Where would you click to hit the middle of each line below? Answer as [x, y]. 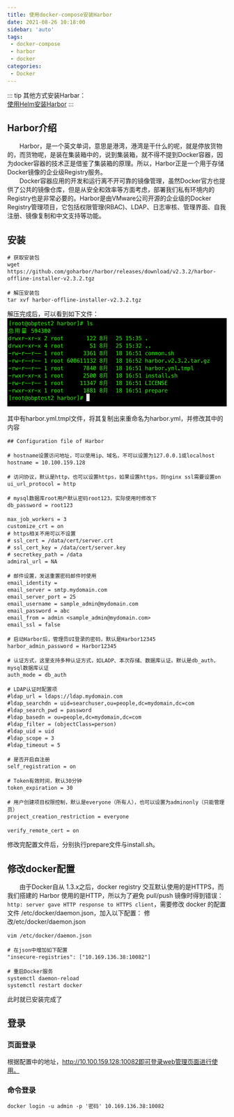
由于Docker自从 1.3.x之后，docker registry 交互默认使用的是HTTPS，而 [122, 887]
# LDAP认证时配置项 [32, 690]
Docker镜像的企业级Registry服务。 [57, 172]
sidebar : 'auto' [31, 29]
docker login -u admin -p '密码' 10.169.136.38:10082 [86, 1106]
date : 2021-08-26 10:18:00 [46, 22]
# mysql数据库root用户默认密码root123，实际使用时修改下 [82, 499]
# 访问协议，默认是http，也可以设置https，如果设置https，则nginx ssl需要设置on [114, 477]
